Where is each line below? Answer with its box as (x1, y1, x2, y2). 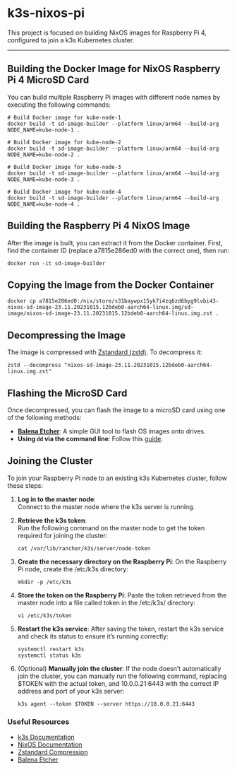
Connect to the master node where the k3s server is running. (17, 502, 195, 511)
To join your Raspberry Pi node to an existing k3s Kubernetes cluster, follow (7, 474, 227, 482)
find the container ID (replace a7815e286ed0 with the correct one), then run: (7, 246, 230, 255)
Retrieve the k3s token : (17, 516, 87, 525)
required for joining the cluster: (17, 531, 108, 539)
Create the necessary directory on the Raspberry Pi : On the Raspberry (17, 557, 227, 566)
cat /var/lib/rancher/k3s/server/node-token (17, 544, 151, 552)
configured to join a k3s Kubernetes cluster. (7, 35, 135, 44)
